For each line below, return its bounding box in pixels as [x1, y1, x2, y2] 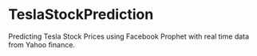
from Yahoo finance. [8, 39, 76, 49]
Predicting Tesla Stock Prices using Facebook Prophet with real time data [8, 32, 250, 41]
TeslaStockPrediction [8, 6, 154, 24]
